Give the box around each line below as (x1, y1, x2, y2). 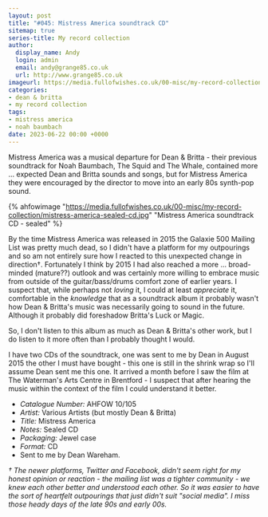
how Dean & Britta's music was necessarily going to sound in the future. (8, 302, 245, 311)
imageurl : (8, 78, 41, 86)
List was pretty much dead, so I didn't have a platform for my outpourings (8, 243, 250, 252)
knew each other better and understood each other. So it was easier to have (8, 482, 260, 491)
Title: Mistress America (19, 416, 97, 425)
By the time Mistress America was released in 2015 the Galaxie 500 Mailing (8, 234, 255, 243)
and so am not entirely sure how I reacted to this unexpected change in (8, 251, 242, 260)
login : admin (15, 57, 59, 65)
